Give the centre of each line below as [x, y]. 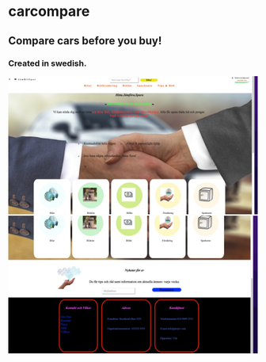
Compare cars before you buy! [85, 41]
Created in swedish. [47, 63]
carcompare [49, 11]
